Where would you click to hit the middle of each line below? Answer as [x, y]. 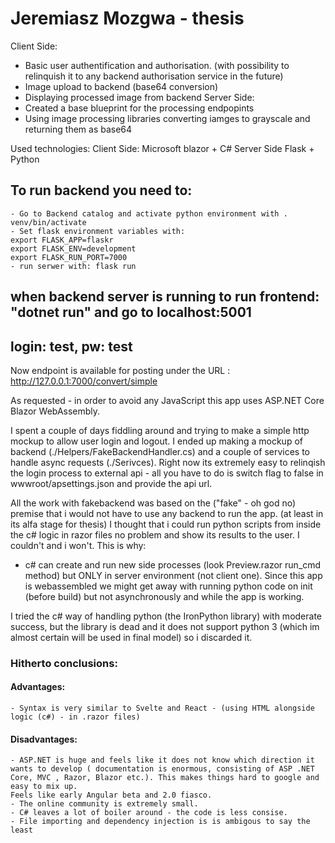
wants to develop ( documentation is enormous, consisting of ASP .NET [162, 769]
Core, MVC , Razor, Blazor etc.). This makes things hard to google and [165, 778]
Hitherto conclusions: [64, 663]
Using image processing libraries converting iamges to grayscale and [167, 118]
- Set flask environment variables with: [98, 231]
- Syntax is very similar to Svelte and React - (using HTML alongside [162, 708]
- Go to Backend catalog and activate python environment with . [149, 213]
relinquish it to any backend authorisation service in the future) [154, 76]
